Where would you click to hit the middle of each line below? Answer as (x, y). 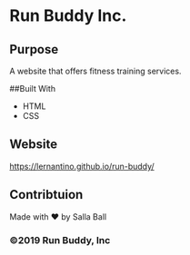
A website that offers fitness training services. (95, 71)
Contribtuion (46, 195)
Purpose (34, 49)
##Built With (33, 88)
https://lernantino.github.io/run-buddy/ (82, 166)
